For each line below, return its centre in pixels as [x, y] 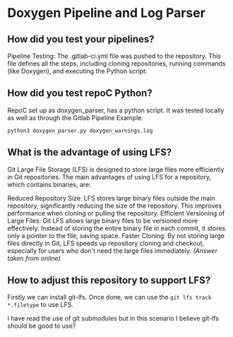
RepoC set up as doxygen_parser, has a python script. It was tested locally [116, 110]
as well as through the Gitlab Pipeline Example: [75, 117]
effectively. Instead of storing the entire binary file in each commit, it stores [116, 228]
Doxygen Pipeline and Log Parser [107, 13]
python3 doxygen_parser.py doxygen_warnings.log [80, 131]
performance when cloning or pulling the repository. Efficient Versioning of [116, 213]
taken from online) [34, 258]
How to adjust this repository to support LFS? [109, 280]
